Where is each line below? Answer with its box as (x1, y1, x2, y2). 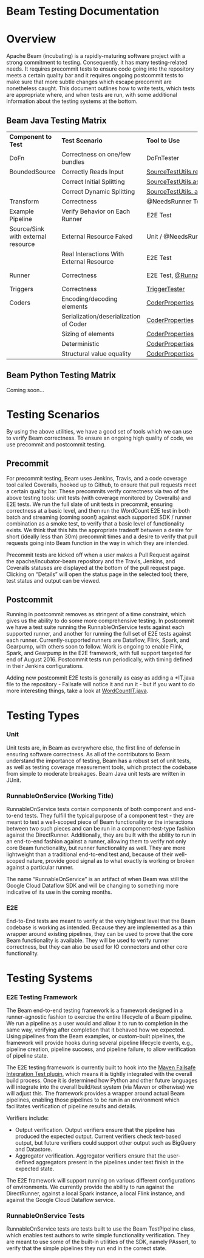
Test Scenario (61, 136, 103, 144)
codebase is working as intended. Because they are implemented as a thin (6, 924, 192, 931)
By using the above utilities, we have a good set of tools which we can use (6, 427, 192, 435)
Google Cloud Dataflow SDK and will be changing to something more (6, 882, 179, 890)
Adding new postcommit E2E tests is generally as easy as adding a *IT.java (6, 674, 195, 681)
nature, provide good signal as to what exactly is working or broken (26, 857, 195, 865)
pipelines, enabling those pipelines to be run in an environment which (6, 1096, 180, 1103)
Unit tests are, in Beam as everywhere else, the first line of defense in (6, 744, 180, 751)
